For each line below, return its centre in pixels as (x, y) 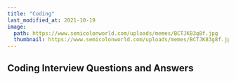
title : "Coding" (31, 14)
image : (17, 27)
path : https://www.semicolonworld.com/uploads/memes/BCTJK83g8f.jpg (116, 33)
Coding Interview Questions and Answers (100, 68)
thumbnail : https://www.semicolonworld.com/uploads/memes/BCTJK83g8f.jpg (124, 40)
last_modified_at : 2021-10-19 (52, 20)
